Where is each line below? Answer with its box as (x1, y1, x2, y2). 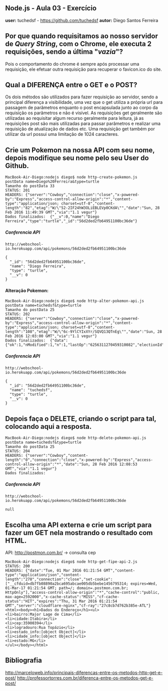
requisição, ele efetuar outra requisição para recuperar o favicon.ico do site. (5, 66, 162, 72)
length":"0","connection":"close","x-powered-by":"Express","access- (5, 457, 153, 463)
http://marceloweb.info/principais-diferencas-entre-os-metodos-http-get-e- (5, 669, 163, 675)
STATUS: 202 (5, 312, 30, 317)
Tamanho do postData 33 (5, 184, 55, 189)
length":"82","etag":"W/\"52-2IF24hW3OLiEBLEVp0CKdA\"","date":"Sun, (5, 206, 153, 211)
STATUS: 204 (5, 449, 30, 454)
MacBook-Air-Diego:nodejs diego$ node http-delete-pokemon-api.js (5, 436, 146, 441)
